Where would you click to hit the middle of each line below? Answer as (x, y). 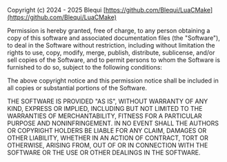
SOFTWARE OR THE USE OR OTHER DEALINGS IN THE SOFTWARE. (104, 152)
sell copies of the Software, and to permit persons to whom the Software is (114, 60)
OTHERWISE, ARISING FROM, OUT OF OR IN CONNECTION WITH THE (108, 145)
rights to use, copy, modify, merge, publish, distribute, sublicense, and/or (111, 52)
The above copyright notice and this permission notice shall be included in (113, 81)
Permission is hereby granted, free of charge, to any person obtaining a (109, 31)
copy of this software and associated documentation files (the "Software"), (114, 38)
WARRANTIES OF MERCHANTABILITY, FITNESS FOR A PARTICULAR (105, 116)
